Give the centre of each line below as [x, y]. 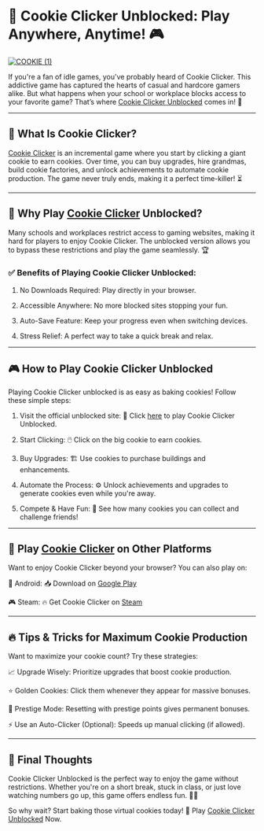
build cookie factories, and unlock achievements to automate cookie [119, 169]
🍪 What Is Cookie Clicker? [73, 134]
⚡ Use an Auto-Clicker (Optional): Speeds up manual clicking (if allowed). [126, 725]
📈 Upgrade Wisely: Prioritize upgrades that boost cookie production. [120, 672]
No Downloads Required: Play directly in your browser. [108, 290]
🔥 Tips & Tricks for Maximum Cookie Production [128, 637]
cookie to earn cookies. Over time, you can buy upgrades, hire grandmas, [127, 161]
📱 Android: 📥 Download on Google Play [73, 584]
